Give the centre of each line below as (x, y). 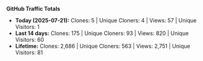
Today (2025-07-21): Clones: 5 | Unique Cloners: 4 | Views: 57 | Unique (106, 20)
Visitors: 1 (27, 27)
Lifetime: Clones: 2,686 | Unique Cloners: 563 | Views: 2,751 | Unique (103, 46)
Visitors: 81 (29, 53)
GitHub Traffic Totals (33, 9)
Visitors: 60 (30, 40)
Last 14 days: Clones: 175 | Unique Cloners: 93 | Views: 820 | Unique (102, 33)
